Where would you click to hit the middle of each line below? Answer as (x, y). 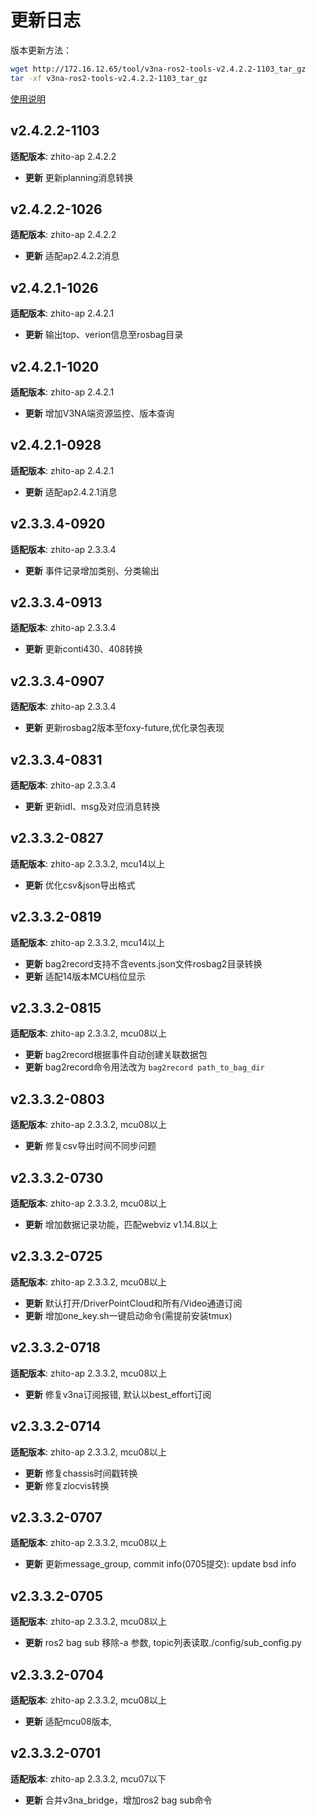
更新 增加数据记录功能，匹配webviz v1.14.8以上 (121, 1225)
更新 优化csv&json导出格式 (80, 885)
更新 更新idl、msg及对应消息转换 (92, 806)
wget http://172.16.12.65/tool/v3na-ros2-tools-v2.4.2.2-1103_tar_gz (158, 69)
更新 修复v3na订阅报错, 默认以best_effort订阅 (118, 1394)
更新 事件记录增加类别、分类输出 (92, 570)
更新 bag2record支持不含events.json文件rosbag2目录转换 (143, 963)
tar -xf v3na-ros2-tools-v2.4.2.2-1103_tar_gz (109, 78)
